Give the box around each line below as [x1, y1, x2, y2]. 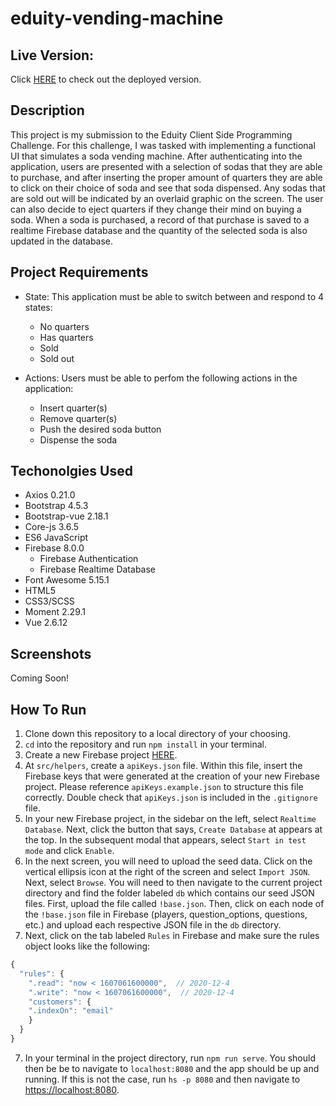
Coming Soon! [10, 672, 70, 684]
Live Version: [10, 47, 95, 64]
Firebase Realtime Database [39, 563, 156, 576]
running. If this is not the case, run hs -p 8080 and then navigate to [24, 1073, 301, 1085]
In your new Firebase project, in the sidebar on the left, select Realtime [24, 813, 317, 825]
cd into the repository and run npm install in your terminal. [24, 738, 268, 751]
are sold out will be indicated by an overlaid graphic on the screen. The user [10, 192, 324, 204]
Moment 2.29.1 [24, 606, 87, 618]
